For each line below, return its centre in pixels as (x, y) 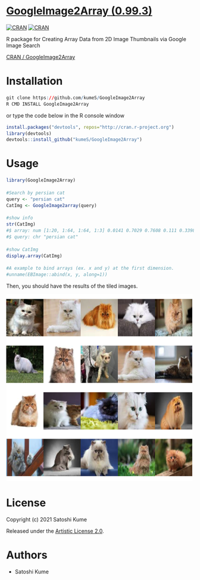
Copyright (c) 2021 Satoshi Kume (47, 520)
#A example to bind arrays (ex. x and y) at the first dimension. (90, 269)
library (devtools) (29, 133)
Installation (35, 81)
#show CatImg (22, 249)
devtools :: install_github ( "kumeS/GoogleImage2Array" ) (74, 140)
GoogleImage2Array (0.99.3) (79, 11)
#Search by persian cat (36, 193)
